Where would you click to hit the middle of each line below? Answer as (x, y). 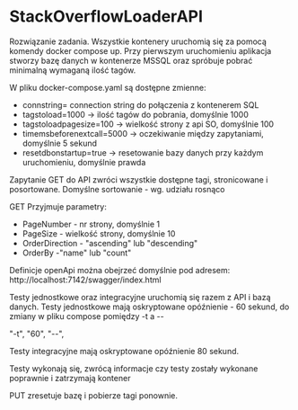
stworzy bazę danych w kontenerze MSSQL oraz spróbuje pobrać (131, 60)
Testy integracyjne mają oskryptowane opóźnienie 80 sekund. (124, 351)
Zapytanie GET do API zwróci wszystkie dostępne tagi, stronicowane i (139, 179)
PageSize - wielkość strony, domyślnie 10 (99, 233)
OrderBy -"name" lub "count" (77, 253)
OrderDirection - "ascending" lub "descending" (110, 243)
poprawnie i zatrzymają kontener (70, 378)
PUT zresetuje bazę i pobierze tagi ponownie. (93, 395)
